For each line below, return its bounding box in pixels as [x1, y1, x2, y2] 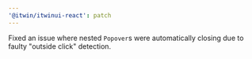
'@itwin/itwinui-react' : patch [8, 11, 112, 20]
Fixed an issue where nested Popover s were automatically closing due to [8, 33, 244, 42]
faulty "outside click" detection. [8, 41, 112, 51]
